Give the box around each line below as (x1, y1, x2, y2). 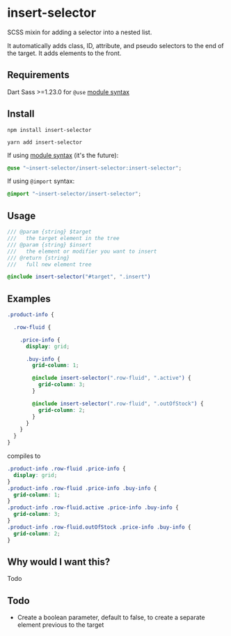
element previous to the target (17, 621, 104, 629)
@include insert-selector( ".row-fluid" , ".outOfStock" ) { (32, 400, 204, 407)
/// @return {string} (7, 254, 70, 261)
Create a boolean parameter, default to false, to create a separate (17, 613, 205, 622)
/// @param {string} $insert (7, 241, 92, 249)
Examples (7, 293, 51, 304)
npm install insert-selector (7, 126, 92, 133)
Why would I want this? (7, 556, 111, 568)
